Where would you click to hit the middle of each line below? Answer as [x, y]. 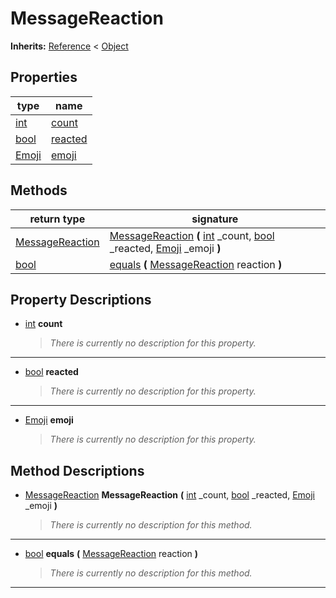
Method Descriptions [77, 470]
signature [215, 219]
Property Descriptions [81, 299]
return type [57, 219]
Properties [44, 77]
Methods [39, 190]
